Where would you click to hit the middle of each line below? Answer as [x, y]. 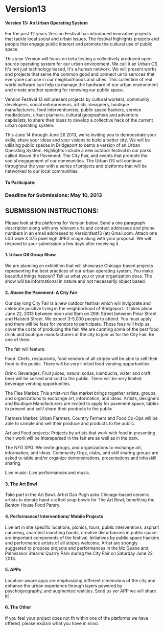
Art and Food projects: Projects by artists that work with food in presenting [80, 433]
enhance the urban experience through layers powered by [64, 586]
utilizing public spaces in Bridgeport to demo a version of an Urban [73, 145]
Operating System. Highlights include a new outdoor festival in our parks [78, 151]
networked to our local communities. [42, 171]
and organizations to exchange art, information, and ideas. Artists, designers [82, 398]
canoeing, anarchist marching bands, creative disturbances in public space [81, 532]
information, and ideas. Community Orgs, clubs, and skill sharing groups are [82, 453]
